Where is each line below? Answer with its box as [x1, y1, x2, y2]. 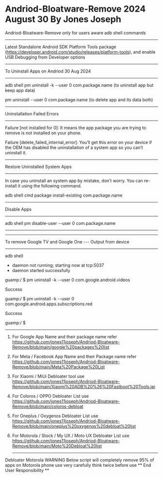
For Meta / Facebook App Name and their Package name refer [12, 353, 137, 359]
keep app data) [5, 87, 35, 93]
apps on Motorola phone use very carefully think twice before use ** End [5, 462, 151, 468]
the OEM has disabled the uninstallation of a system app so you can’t [5, 145, 143, 150]
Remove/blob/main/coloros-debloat [12, 403, 83, 409]
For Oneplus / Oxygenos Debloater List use [12, 413, 98, 419]
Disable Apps [5, 206, 32, 212]
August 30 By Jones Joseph [5, 14, 121, 25]
